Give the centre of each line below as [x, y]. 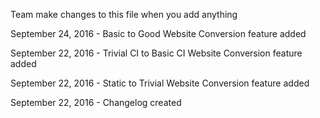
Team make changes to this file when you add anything [124, 14]
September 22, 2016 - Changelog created [96, 102]
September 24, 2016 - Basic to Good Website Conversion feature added [158, 33]
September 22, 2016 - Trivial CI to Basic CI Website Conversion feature [156, 53]
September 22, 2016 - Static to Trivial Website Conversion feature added [160, 83]
